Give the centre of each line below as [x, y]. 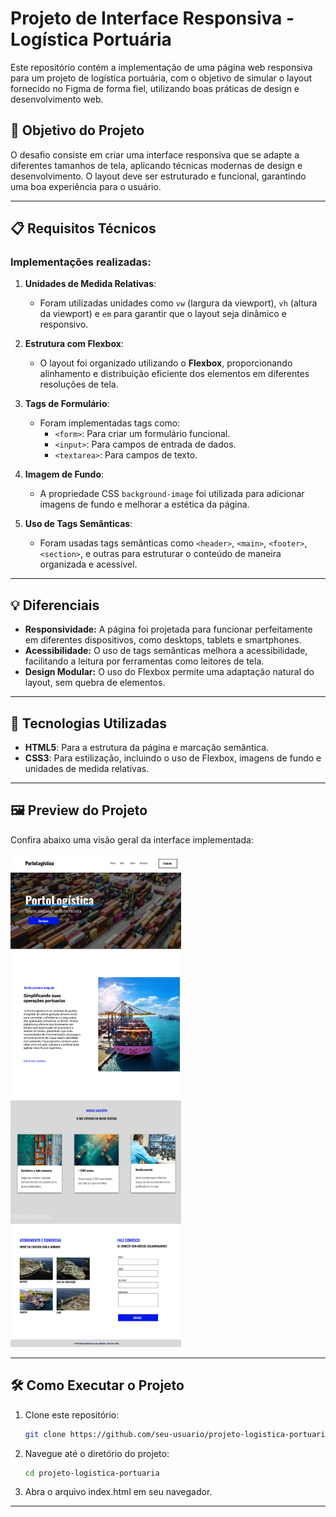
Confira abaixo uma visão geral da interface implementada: [132, 839]
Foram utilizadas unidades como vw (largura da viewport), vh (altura [178, 303]
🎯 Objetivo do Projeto [77, 130]
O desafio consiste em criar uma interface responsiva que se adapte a [155, 154]
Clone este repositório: [72, 1414]
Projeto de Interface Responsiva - [152, 18]
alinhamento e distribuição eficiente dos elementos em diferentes [174, 374]
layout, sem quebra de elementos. [95, 683]
